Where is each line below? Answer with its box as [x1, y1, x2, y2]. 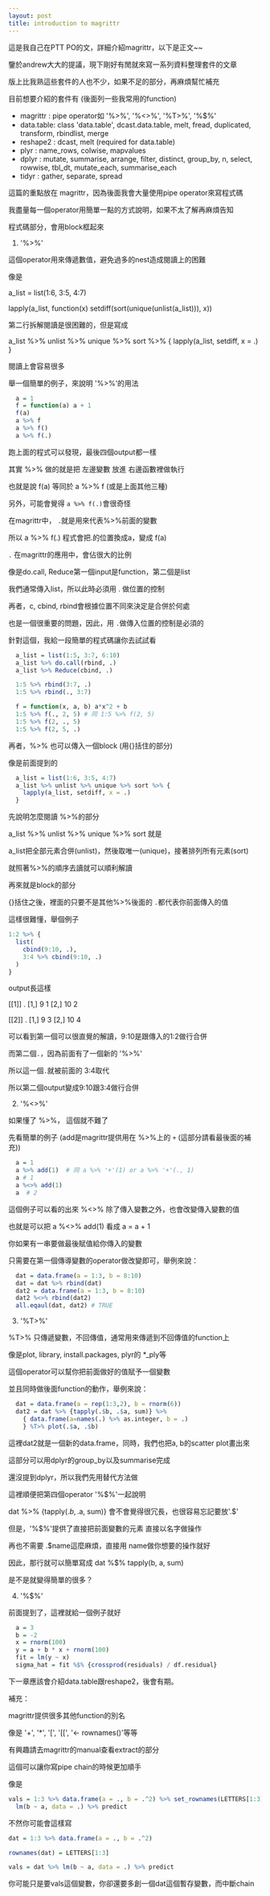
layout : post [8, 11, 52, 20]
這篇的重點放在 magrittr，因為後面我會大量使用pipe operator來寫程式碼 [8, 187, 243, 197]
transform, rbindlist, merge [19, 128, 109, 138]
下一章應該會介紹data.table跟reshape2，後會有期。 [8, 1676, 178, 1686]
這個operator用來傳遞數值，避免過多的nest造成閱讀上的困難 [8, 254, 207, 264]
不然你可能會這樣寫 [8, 1818, 72, 1828]
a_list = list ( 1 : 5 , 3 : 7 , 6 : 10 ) [15, 651, 121, 660]
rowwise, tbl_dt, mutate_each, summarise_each [19, 162, 177, 172]
